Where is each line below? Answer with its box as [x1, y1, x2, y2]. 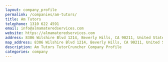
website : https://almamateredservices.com [5, 30, 95, 35]
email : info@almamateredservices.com [5, 26, 84, 31]
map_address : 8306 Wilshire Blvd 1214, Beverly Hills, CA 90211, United [5, 40, 160, 45]
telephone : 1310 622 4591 [5, 21, 59, 26]
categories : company [5, 49, 48, 54]
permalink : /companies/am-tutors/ [5, 12, 77, 17]
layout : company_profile [5, 7, 57, 12]
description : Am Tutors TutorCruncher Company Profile [5, 44, 122, 49]
